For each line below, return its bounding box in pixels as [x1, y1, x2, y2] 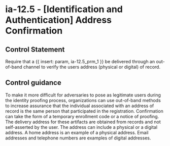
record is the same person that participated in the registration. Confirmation [5, 108, 163, 114]
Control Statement [5, 45, 65, 54]
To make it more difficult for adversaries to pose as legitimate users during [5, 92, 161, 98]
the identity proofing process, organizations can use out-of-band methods [5, 97, 161, 103]
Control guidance [5, 78, 62, 87]
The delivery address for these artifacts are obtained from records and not [5, 119, 161, 125]
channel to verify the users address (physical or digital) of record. [23, 64, 161, 70]
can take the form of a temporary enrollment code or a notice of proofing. [5, 113, 159, 119]
